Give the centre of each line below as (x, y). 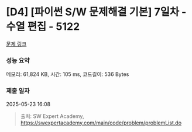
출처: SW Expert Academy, (52, 116)
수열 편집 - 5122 (43, 27)
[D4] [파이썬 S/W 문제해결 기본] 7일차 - (96, 12)
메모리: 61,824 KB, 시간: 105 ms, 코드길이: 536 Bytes (68, 74)
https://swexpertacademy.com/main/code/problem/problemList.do (101, 123)
